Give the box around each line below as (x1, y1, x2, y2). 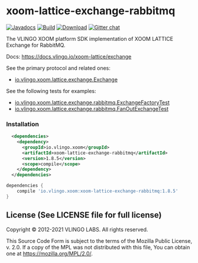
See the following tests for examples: (6, 87, 96, 94)
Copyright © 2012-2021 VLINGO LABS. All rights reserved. (6, 226, 148, 233)
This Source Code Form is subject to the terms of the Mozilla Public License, (6, 237, 193, 244)
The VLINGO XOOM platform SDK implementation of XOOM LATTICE (6, 35, 173, 42)
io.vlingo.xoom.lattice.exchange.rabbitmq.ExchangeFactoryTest (14, 99, 170, 106)
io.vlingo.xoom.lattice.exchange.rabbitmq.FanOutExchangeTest (14, 105, 169, 112)
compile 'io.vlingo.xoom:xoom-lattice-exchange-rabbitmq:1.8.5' (17, 188, 178, 194)
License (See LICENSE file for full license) (6, 210, 162, 220)
